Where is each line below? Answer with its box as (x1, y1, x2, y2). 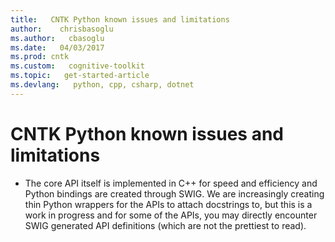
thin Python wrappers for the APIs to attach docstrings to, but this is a (24, 198, 313, 210)
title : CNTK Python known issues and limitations (10, 14, 230, 25)
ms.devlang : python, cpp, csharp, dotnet (10, 80, 195, 90)
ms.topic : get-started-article (10, 71, 150, 81)
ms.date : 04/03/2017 (10, 42, 105, 53)
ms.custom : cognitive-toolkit (10, 61, 145, 71)
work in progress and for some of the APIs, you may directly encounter (24, 209, 318, 221)
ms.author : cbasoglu (10, 33, 105, 43)
